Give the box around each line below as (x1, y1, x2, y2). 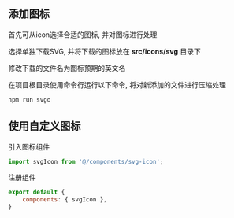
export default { (8, 188, 65, 197)
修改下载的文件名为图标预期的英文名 (8, 63, 126, 72)
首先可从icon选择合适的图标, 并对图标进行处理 (8, 30, 158, 39)
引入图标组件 (8, 142, 50, 151)
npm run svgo (8, 95, 51, 104)
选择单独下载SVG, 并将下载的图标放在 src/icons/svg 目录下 (8, 46, 201, 56)
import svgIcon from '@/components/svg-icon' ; (8, 157, 164, 165)
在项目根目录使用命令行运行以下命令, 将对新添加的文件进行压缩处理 (8, 79, 226, 89)
